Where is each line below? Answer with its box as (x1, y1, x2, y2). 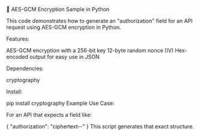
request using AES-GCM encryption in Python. (6, 24, 121, 31)
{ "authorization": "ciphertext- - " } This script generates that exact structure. (6, 123, 194, 130)
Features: (6, 35, 30, 42)
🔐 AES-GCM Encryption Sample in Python (6, 6, 110, 13)
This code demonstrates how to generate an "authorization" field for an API (6, 17, 193, 24)
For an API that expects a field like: (6, 111, 92, 118)
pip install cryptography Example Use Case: (6, 99, 115, 107)
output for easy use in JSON (29, 53, 100, 60)
